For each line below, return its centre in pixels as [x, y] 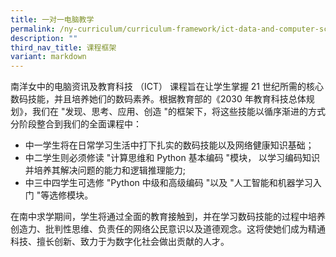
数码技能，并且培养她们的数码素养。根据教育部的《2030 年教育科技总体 [158, 99]
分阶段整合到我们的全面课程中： [76, 124]
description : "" [44, 38]
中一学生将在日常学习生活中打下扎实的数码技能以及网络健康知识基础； [169, 145]
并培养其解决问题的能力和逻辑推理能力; [105, 170]
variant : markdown [48, 57]
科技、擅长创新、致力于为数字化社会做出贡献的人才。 [120, 242]
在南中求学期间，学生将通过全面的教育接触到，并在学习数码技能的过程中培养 [168, 217]
